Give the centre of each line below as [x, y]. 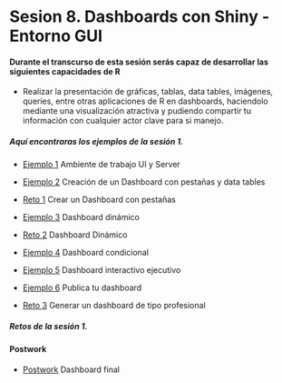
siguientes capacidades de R [65, 71]
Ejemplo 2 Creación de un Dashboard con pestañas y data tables [144, 182]
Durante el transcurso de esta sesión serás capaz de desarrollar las [139, 62]
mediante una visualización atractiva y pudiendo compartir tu [137, 111]
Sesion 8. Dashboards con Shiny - [140, 17]
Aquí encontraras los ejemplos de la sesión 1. [97, 141]
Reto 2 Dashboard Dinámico [75, 235]
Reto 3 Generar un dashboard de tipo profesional [114, 306]
